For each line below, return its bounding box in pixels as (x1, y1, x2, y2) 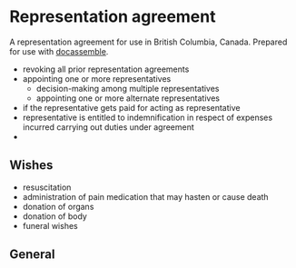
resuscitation (22, 182, 72, 193)
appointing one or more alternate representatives (35, 93, 221, 104)
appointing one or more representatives (22, 73, 172, 84)
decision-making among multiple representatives (35, 83, 220, 94)
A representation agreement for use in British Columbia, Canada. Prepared (9, 36, 288, 47)
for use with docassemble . (9, 45, 109, 56)
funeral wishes (22, 220, 79, 231)
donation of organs (22, 201, 94, 212)
